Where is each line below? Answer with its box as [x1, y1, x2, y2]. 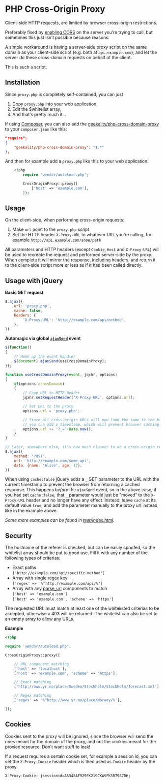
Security [5, 532, 32, 540]
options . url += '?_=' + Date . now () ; [23, 427, 93, 432]
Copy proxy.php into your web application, [12, 101, 98, 107]
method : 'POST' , [14, 454, 48, 459]
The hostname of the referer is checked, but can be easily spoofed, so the [5, 545, 156, 551]
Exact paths [12, 564, 37, 570]
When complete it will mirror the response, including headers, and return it [5, 257, 156, 263]
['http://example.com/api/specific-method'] [12, 571, 105, 576]
